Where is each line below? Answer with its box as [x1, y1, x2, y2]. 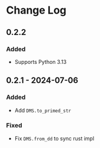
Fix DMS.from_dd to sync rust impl [14, 134, 95, 142]
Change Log [6, 4, 66, 17]
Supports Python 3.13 [14, 58, 66, 65]
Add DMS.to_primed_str [14, 107, 72, 114]
